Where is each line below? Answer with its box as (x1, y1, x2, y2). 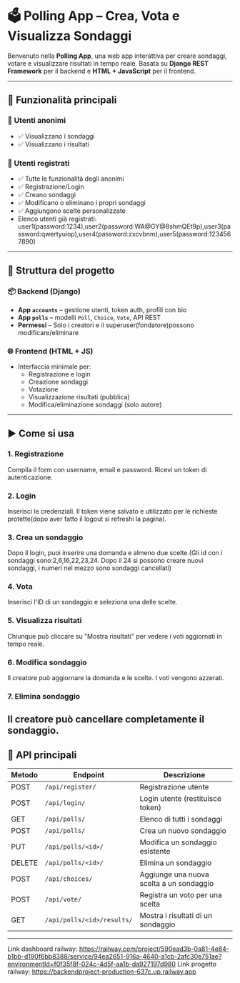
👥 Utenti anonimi (7, 116, 66, 126)
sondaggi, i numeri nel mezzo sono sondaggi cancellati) (7, 564, 172, 572)
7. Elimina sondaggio (7, 692, 81, 701)
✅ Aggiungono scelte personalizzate (17, 206, 126, 215)
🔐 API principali (7, 749, 77, 761)
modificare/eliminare (17, 328, 79, 336)
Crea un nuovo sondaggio (139, 826, 226, 836)
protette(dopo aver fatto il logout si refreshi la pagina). (7, 514, 167, 523)
